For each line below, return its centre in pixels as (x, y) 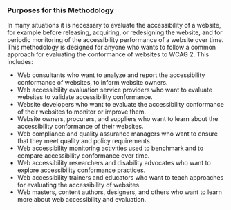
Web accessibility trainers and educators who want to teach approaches (120, 178)
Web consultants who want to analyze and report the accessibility (111, 75)
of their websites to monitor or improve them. (82, 112)
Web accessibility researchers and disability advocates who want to (114, 163)
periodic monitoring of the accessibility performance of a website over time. (115, 40)
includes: (20, 62)
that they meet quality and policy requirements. (84, 141)
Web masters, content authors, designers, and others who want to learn (120, 192)
